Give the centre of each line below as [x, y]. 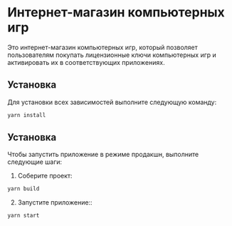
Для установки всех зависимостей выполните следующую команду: [112, 102]
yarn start [23, 216]
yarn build [23, 189]
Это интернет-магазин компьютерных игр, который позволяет [102, 47]
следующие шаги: [35, 162]
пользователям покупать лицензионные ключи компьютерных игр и [112, 55]
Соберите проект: [45, 176]
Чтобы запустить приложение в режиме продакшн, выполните [103, 155]
